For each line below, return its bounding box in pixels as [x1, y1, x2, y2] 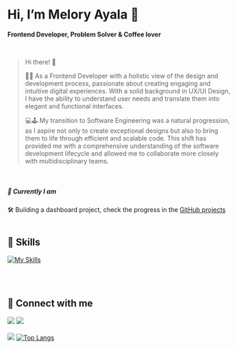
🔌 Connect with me [7, 298, 93, 310]
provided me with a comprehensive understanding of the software [24, 141, 219, 150]
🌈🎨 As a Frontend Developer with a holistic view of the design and [24, 71, 218, 80]
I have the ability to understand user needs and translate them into [24, 94, 220, 103]
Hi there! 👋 [24, 57, 56, 66]
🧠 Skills [7, 236, 41, 248]
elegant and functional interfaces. [24, 101, 125, 110]
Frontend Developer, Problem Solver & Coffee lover [7, 30, 162, 39]
